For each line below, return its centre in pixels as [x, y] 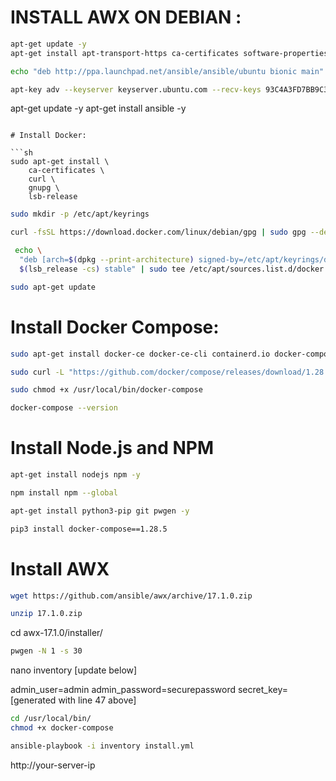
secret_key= [262, 690]
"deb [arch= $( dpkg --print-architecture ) [107, 260]
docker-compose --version [64, 408]
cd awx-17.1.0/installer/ [56, 633]
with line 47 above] [97, 700]
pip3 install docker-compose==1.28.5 [89, 529]
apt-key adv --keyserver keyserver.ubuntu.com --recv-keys [136, 89]
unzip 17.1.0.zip [46, 614]
